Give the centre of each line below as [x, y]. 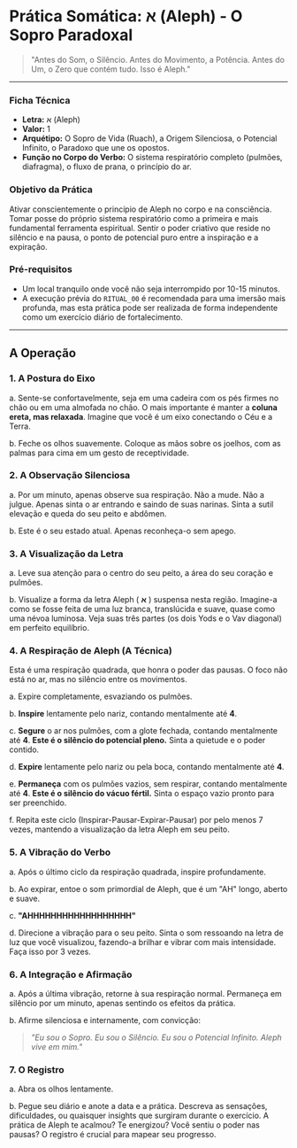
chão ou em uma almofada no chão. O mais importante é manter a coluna [144, 407]
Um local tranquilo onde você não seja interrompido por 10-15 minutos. [151, 289]
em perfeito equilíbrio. [49, 628]
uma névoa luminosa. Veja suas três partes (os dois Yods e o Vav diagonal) [146, 618]
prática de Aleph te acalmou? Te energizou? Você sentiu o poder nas [135, 1125]
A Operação [43, 353]
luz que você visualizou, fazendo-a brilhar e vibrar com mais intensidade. [143, 942]
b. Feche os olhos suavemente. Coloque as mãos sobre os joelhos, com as [145, 443]
